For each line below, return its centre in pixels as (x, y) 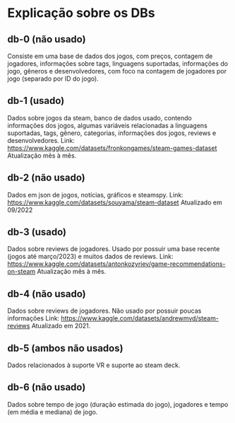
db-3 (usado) (37, 232)
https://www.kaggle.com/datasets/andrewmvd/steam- (140, 318)
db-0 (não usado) (47, 39)
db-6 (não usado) (47, 387)
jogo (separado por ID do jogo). (53, 79)
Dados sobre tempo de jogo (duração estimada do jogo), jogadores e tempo (118, 404)
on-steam (22, 272)
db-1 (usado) (36, 101)
